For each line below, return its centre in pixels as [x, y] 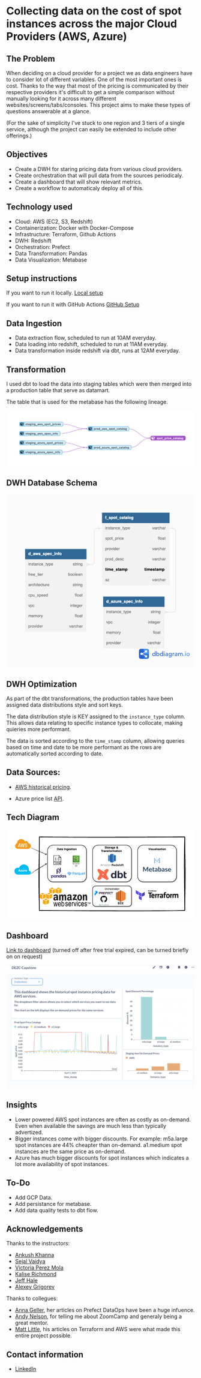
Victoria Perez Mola [39, 1268]
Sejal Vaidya [30, 1262]
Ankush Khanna [34, 1255]
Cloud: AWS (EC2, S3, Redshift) [54, 221]
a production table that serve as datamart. [58, 391]
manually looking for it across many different [61, 98]
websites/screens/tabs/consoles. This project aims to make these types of [98, 105]
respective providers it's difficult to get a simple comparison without [91, 92]
